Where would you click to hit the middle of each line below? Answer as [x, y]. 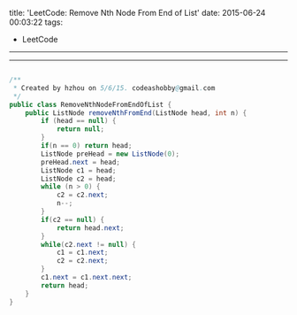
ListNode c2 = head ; [79, 179]
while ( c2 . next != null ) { [89, 244]
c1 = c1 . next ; [82, 253]
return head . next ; [90, 228]
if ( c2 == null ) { [72, 219]
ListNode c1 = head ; [79, 170]
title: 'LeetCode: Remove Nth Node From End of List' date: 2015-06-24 [137, 13]
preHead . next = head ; [81, 162]
